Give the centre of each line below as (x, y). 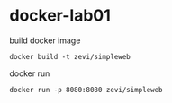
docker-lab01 (60, 16)
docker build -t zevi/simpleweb (70, 56)
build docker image (45, 40)
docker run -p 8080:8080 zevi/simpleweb (86, 90)
